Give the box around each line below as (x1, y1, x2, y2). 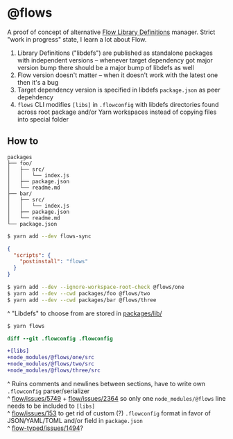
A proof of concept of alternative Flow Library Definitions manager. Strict (7, 28, 216, 36)
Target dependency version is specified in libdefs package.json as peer (17, 85, 221, 94)
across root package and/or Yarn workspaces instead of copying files (17, 108, 217, 116)
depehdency (17, 92, 54, 101)
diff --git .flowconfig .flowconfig (7, 335, 113, 342)
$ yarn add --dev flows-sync (7, 233, 92, 240)
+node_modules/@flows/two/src (7, 361, 95, 367)
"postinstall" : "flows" (19, 258, 89, 265)
